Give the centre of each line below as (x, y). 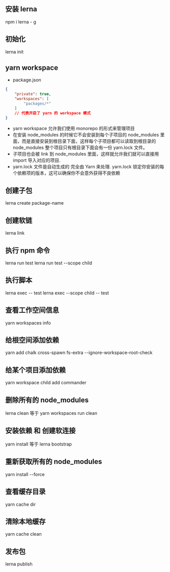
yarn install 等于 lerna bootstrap (39, 444)
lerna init (15, 52)
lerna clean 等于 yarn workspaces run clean (51, 413)
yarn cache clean (23, 534)
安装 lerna (21, 9)
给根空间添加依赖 (32, 340)
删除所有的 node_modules (47, 400)
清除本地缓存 (26, 521)
